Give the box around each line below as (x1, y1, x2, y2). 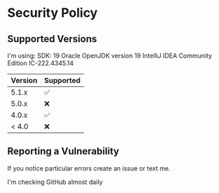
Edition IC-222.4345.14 (7, 59, 74, 67)
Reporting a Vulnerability (7, 145, 119, 157)
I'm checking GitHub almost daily (7, 178, 103, 186)
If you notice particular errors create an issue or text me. (7, 164, 171, 173)
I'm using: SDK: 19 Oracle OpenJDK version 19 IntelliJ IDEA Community (7, 51, 213, 60)
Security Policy (7, 5, 98, 21)
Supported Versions (7, 33, 97, 45)
